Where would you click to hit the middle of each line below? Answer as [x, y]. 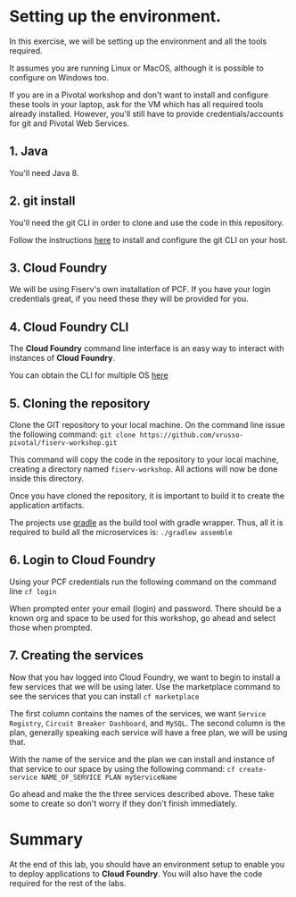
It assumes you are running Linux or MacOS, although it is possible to [137, 68]
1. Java [29, 151]
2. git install [42, 201]
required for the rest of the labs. [68, 883]
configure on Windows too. [59, 77]
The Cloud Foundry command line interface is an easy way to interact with [147, 348]
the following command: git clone [73, 434]
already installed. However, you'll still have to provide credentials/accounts [146, 113]
